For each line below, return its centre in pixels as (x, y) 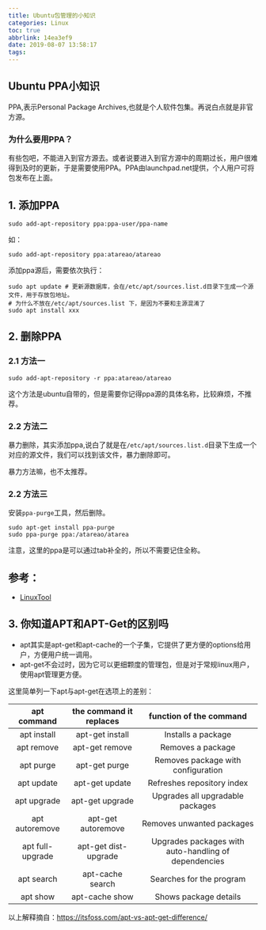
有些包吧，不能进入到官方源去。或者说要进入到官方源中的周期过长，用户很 (129, 158)
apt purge (38, 765)
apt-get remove (103, 747)
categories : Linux (38, 23)
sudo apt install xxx (44, 310)
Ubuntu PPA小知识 (54, 87)
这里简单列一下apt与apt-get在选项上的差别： (81, 691)
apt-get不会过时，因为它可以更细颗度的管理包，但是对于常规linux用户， (137, 664)
